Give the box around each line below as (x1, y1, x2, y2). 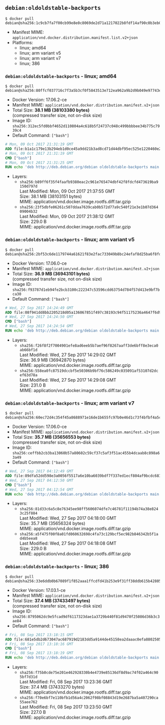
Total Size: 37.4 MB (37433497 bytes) (12, 597, 91, 604)
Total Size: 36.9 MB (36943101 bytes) (12, 271, 90, 277)
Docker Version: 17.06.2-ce (12, 97, 67, 103)
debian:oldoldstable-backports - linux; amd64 (5, 73, 117, 80)
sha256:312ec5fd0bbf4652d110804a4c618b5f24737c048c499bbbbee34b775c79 (12, 124, 160, 129)
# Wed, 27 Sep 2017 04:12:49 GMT (5, 469, 74, 474)
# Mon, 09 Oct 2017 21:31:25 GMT (5, 160, 74, 165)
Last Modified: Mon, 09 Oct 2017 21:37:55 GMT (19, 188, 115, 194)
